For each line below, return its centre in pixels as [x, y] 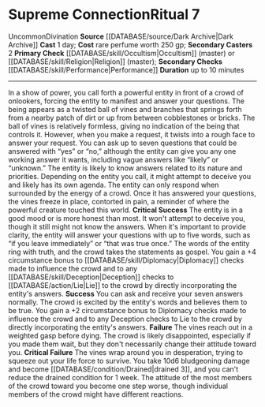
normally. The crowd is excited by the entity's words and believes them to [128, 302]
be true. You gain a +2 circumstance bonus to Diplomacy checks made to [127, 310]
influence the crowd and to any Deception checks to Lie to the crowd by [125, 319]
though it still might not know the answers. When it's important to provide [127, 226]
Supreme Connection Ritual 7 [104, 15]
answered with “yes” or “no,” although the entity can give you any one [122, 151]
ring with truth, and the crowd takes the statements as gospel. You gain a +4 [132, 252]
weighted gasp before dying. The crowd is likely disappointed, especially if [129, 335]
